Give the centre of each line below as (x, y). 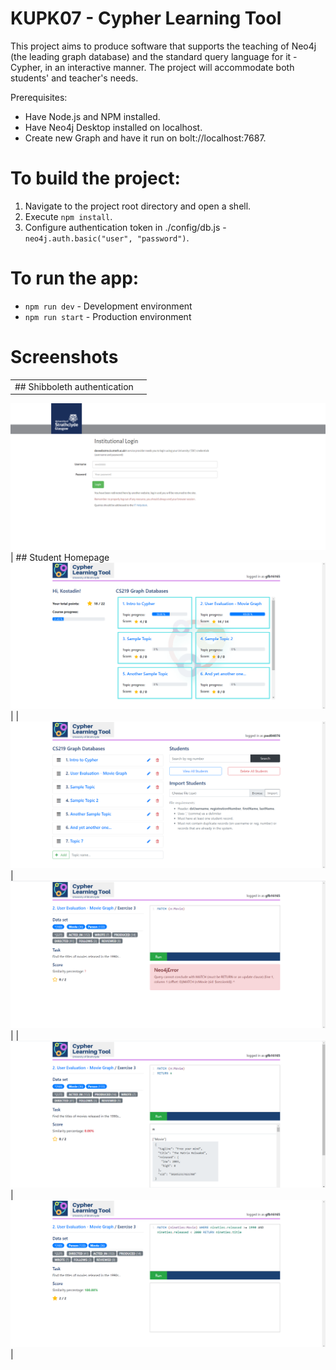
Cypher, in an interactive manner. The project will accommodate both (152, 67)
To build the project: (95, 178)
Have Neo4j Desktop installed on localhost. (113, 127)
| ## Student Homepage (60, 558)
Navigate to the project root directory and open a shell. (138, 206)
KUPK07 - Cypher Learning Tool (146, 18)
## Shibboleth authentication (74, 386)
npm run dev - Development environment (108, 306)
